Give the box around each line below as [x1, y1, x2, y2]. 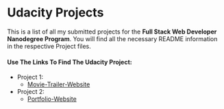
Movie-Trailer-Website [27, 80, 90, 88]
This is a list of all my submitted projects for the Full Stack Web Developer [7, 27, 217, 36]
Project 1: [16, 73, 43, 82]
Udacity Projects [7, 5, 104, 21]
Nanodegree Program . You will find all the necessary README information [7, 34, 218, 43]
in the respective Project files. [7, 42, 91, 50]
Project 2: [16, 88, 45, 96]
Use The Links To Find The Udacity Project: [7, 58, 132, 66]
